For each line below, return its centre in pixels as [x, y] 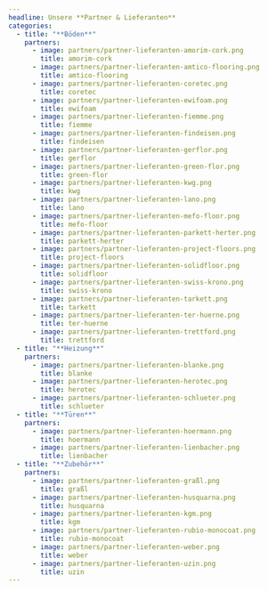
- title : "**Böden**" [57, 34]
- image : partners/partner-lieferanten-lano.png [124, 200]
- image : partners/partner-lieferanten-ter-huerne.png [136, 315]
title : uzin [63, 572]
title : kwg [61, 191]
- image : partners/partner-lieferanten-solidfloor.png [136, 266]
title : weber [65, 555]
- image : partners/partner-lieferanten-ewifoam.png [130, 100]
